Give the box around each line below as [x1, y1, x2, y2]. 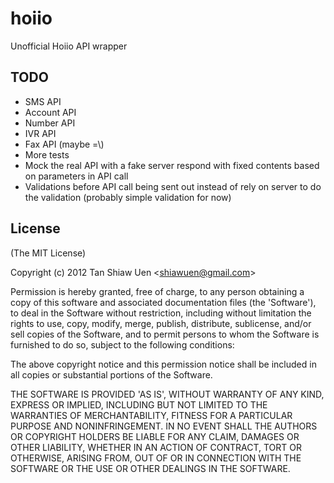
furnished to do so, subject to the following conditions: [10, 338, 235, 351]
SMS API [24, 95, 62, 107]
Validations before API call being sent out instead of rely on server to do [24, 180, 322, 192]
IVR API [24, 127, 57, 139]
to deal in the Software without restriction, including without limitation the [10, 307, 312, 319]
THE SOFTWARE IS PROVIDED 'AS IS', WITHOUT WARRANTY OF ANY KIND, [10, 388, 325, 400]
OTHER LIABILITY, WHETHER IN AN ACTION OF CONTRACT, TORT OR [10, 441, 302, 453]
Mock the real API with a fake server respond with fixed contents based [24, 159, 320, 171]
